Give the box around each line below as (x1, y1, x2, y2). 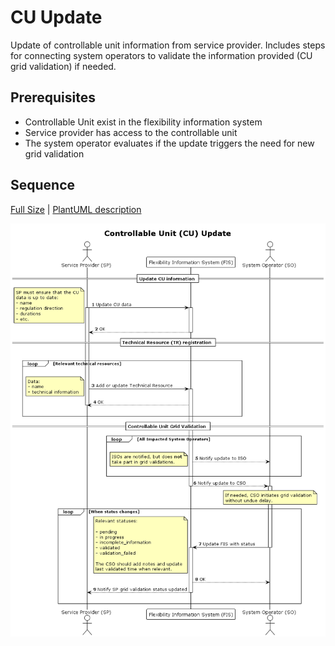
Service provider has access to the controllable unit (24, 126, 238, 138)
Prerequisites (10, 89, 96, 106)
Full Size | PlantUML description (10, 203, 142, 215)
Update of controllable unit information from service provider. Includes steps (10, 39, 326, 51)
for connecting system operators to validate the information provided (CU (10, 49, 313, 61)
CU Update (10, 6, 103, 29)
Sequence (10, 177, 76, 194)
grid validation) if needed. (10, 60, 117, 72)
